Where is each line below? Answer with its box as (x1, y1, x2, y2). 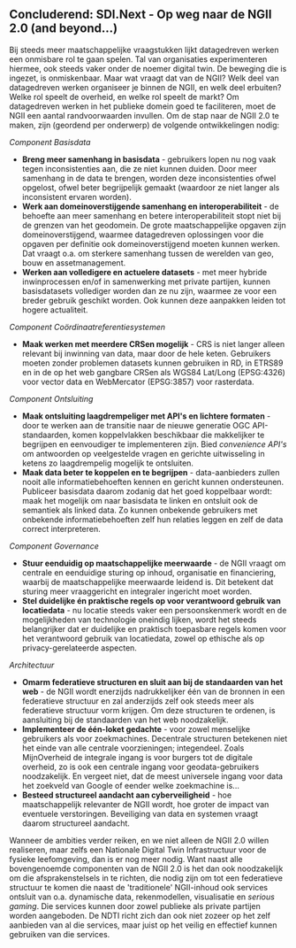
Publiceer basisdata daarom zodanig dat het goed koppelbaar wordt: (21, 486, 272, 497)
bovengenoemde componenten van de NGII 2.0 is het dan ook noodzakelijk (9, 863, 284, 874)
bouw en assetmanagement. (21, 257, 126, 268)
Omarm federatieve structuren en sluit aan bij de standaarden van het (21, 676, 284, 687)
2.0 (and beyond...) (9, 21, 118, 36)
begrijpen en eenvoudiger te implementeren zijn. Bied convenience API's (21, 438, 287, 450)
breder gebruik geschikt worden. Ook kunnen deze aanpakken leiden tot (21, 295, 286, 305)
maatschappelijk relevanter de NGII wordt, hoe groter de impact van (21, 798, 269, 809)
